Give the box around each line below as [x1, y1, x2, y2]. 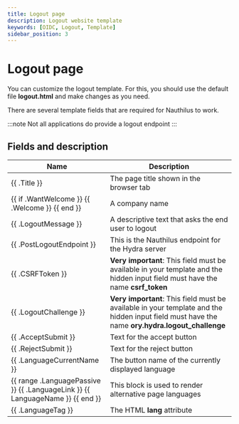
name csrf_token [110, 282, 168, 292]
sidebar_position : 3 [7, 30, 69, 38]
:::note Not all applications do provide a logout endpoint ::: [7, 120, 178, 128]
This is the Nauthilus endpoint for [110, 235, 221, 244]
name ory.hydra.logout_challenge [110, 321, 226, 330]
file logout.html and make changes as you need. [7, 92, 151, 100]
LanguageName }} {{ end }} [11, 393, 102, 403]
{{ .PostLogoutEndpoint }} [11, 239, 96, 249]
